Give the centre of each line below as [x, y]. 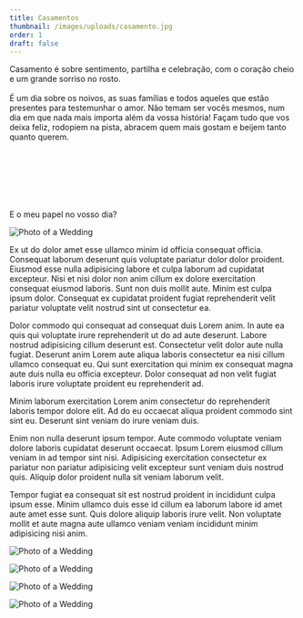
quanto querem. [40, 137]
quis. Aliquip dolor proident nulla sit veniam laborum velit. [117, 477]
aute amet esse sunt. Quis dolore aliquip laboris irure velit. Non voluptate [146, 514]
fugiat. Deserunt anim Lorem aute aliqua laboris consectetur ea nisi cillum [147, 355]
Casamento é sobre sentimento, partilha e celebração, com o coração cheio [152, 69]
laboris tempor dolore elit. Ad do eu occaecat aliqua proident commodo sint [151, 411]
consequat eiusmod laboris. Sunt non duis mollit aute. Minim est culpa [141, 289]
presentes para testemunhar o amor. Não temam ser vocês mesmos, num [147, 108]
